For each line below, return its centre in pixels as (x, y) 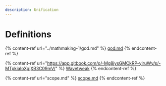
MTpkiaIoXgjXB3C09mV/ (30, 68)
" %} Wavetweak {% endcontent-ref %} (96, 68)
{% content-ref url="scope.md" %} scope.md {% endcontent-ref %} (75, 78)
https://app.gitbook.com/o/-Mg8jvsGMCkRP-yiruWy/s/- (104, 63)
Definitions (28, 34)
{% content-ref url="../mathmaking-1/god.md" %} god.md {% (68, 48)
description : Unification (32, 10)
